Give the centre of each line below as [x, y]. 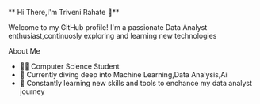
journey [32, 91]
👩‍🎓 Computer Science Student [69, 66]
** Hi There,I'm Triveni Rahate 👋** [64, 12]
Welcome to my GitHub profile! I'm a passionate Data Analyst [108, 27]
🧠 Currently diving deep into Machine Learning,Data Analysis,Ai [123, 74]
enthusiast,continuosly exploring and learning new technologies [113, 36]
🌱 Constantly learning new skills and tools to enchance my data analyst [136, 83]
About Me [25, 51]
